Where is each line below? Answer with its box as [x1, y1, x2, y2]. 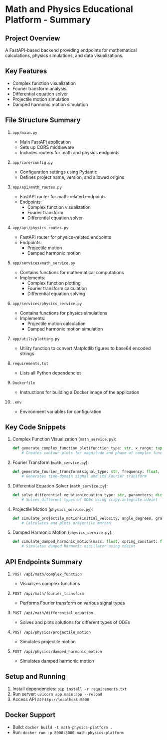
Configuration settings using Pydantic [19, 169, 97, 175]
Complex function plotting [27, 280, 81, 286]
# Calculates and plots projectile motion [21, 520, 111, 525]
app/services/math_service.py [12, 261, 76, 266]
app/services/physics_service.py [12, 301, 82, 306]
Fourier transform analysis [12, 85, 67, 91]
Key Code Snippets [5, 423, 66, 431]
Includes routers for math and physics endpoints [19, 149, 120, 155]
